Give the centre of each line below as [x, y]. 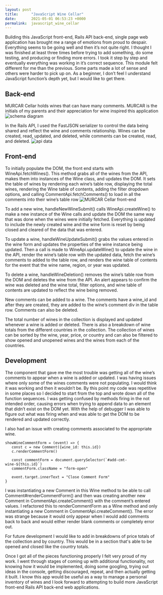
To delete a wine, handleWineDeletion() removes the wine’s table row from [80, 275]
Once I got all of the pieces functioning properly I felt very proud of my [76, 556]
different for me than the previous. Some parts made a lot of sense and [76, 68]
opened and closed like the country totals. [47, 546]
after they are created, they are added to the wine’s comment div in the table [81, 305]
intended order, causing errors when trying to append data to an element [78, 404]
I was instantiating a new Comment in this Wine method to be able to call [78, 490]
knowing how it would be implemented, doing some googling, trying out [77, 566]
